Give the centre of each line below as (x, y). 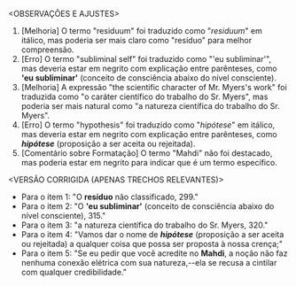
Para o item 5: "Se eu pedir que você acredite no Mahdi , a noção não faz (154, 253)
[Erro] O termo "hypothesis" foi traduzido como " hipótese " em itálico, (148, 125)
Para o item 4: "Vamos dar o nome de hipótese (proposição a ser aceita (152, 234)
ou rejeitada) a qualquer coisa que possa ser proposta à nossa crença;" (152, 244)
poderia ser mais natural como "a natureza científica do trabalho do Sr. (150, 106)
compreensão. (47, 50)
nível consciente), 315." (63, 216)
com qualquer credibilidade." (74, 272)
